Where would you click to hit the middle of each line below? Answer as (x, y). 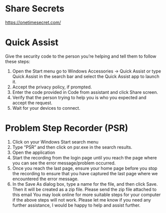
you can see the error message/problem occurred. (64, 163)
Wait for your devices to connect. (46, 108)
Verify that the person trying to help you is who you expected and (79, 97)
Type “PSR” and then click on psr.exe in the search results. (72, 147)
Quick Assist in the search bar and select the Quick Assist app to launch (86, 76)
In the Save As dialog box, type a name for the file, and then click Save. (85, 184)
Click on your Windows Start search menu (55, 142)
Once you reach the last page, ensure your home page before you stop (85, 168)
